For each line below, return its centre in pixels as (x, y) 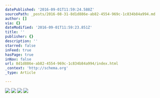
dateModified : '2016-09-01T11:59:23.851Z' (49, 28)
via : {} (13, 23)
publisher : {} (19, 37)
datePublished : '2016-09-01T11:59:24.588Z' (50, 9)
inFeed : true (18, 50)
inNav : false (18, 59)
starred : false (20, 46)
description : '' (21, 41)
